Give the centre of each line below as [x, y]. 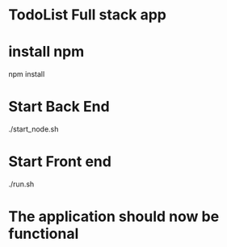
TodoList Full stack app [88, 15]
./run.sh [21, 184]
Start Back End [59, 107]
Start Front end [60, 162]
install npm [46, 52]
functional [44, 234]
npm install [27, 74]
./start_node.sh [34, 129]
